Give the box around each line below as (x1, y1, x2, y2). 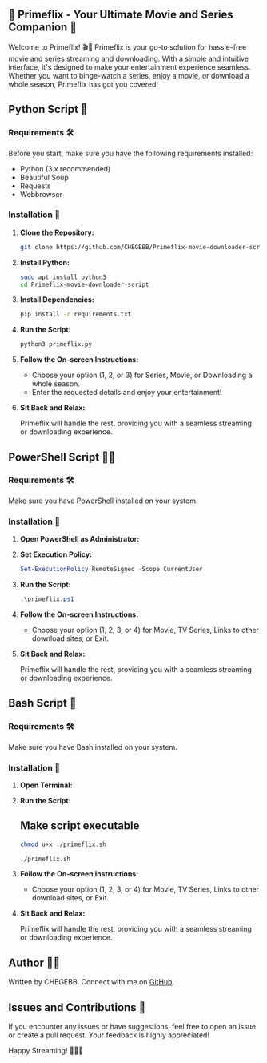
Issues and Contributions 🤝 (8, 1001, 146, 1014)
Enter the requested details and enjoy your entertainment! (31, 388, 222, 397)
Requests (19, 181, 51, 191)
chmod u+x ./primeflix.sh (19, 840, 106, 848)
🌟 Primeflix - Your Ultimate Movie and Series (8, 8, 233, 22)
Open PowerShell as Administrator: (19, 534, 140, 544)
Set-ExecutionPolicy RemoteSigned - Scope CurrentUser (19, 566, 203, 574)
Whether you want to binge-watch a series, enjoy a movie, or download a (8, 70, 250, 80)
